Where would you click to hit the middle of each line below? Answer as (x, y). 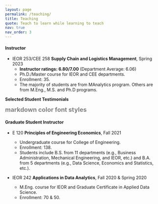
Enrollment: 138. (36, 147)
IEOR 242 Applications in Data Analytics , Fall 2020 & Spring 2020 (79, 178)
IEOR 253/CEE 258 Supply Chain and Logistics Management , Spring (82, 59)
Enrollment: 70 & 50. (40, 198)
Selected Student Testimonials (37, 99)
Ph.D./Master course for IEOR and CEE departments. (72, 74)
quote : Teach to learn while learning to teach (55, 23)
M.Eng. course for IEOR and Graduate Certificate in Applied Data (84, 187)
